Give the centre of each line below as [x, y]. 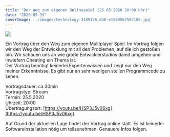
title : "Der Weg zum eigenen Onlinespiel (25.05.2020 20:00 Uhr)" [78, 10]
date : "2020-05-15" [26, 15]
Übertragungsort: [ [25, 108]
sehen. [13, 76]
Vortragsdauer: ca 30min [31, 86]
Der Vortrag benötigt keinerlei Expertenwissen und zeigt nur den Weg [79, 66]
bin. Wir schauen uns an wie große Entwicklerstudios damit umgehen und [83, 55]
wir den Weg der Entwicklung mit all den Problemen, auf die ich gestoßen [83, 49]
